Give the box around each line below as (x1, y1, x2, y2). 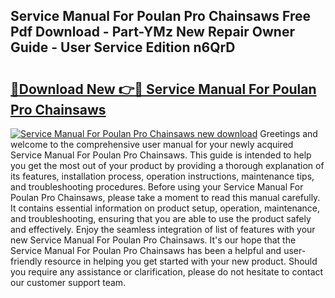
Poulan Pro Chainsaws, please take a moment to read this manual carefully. (10, 192, 321, 203)
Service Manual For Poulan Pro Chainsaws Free (10, 8, 312, 25)
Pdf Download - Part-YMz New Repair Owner (10, 24, 296, 41)
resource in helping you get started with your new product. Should (44, 255, 318, 267)
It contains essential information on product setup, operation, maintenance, (10, 202, 320, 214)
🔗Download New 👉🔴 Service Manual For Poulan (10, 80, 317, 98)
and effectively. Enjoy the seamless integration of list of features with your (10, 224, 316, 235)
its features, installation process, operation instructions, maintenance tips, (10, 170, 315, 182)
